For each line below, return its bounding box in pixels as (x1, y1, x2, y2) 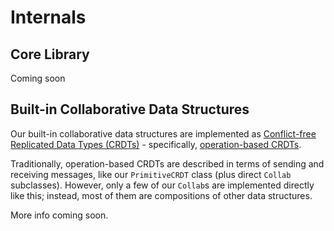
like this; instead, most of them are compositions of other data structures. (10, 189, 313, 201)
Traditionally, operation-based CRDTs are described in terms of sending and (10, 157, 325, 170)
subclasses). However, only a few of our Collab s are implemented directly (10, 179, 315, 191)
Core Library (10, 46, 90, 63)
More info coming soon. (10, 209, 109, 221)
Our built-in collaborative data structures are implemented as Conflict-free (10, 127, 317, 140)
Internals (10, 6, 87, 29)
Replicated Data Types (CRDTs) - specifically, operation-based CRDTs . (10, 138, 302, 150)
